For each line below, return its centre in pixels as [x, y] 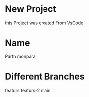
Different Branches [45, 76]
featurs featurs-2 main [28, 90]
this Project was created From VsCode [44, 23]
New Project [31, 9]
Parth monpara [20, 56]
